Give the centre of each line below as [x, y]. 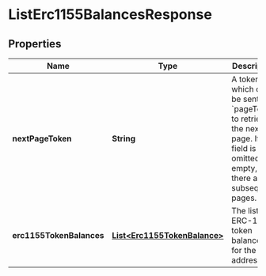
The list [245, 211]
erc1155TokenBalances [58, 235]
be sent [245, 99]
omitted [245, 158]
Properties [35, 44]
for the [244, 250]
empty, [245, 168]
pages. [244, 198]
